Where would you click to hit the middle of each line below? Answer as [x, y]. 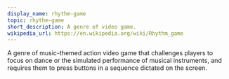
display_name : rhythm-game [47, 14]
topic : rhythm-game [36, 20]
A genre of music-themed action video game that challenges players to [110, 53]
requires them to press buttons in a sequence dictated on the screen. [107, 68]
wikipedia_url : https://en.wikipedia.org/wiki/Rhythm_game [96, 33]
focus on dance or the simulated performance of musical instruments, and [115, 61]
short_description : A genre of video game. [72, 27]
